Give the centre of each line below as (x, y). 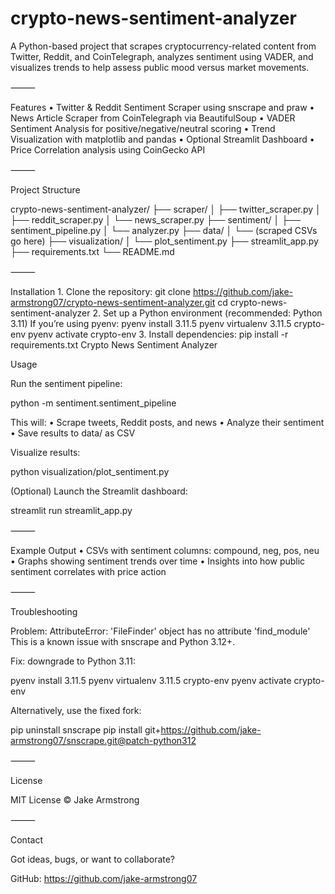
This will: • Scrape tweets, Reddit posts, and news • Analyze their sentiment (167, 422)
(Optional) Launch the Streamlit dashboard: (99, 491)
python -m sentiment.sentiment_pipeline (93, 403)
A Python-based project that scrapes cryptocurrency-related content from (163, 46)
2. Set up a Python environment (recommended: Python (207, 313)
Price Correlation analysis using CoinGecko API (108, 149)
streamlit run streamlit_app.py (71, 510)
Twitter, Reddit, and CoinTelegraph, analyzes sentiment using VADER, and (162, 56)
